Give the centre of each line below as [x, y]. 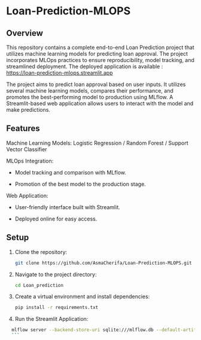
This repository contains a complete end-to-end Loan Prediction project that [100, 47]
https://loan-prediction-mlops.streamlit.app [60, 73]
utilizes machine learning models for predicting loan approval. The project [97, 54]
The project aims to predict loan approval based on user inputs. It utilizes [96, 84]
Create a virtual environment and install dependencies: [82, 296]
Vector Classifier [27, 149]
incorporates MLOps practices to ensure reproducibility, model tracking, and [100, 60]
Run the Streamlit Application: [51, 319]
